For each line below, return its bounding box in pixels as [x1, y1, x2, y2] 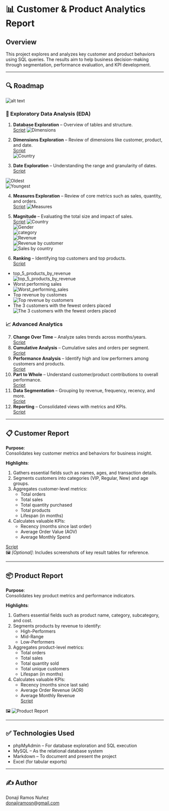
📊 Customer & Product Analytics [6, 4, 146, 15]
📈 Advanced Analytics [6, 321, 63, 328]
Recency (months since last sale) [20, 682, 89, 688]
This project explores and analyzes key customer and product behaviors [6, 51, 155, 57]
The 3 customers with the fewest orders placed [13, 302, 111, 308]
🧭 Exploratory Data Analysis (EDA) [6, 110, 91, 117]
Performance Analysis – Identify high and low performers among [13, 355, 149, 361]
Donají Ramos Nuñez [6, 794, 49, 800]
